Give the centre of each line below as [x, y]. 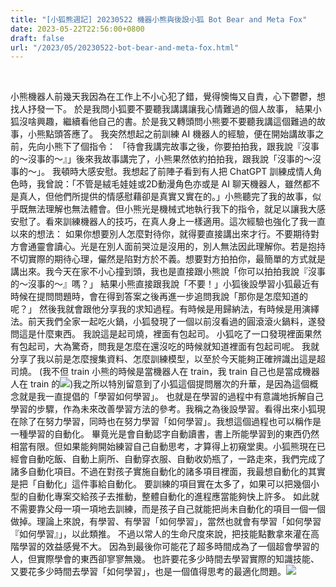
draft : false [37, 38]
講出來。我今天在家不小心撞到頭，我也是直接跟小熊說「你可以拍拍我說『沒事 [168, 272]
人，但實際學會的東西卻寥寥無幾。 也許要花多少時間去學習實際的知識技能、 [165, 559]
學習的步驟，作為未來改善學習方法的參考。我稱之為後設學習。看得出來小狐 [163, 409]
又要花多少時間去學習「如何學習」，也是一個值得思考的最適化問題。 [148, 572]
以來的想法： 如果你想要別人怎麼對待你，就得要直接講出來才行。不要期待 [160, 234]
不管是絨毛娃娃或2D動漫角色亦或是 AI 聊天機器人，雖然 [189, 184]
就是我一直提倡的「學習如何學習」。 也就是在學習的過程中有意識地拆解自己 [171, 397]
